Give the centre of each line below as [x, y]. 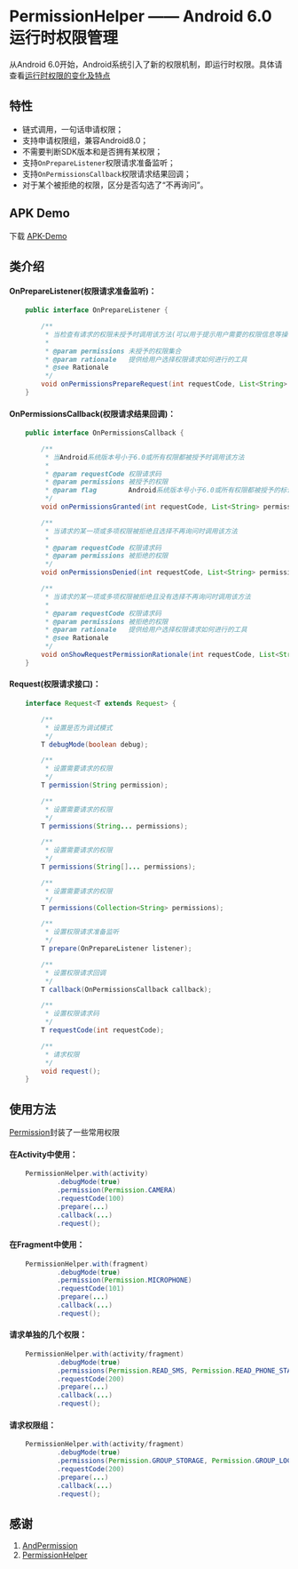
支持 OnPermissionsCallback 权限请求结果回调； [107, 173]
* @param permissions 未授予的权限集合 [113, 351]
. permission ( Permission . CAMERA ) [116, 1190]
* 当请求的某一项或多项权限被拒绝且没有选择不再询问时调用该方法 [148, 596]
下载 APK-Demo [38, 236]
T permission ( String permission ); [105, 785]
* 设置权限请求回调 [75, 973]
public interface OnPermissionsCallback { [105, 433]
